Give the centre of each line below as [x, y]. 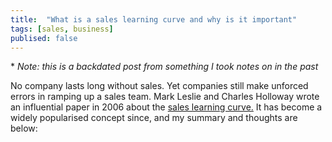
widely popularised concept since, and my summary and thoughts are [154, 118]
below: [24, 128]
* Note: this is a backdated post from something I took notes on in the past [164, 67]
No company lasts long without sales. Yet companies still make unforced [159, 86]
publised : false [44, 38]
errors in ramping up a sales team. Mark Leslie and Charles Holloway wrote [165, 97]
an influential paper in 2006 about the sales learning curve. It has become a [166, 107]
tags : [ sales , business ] [62, 29]
